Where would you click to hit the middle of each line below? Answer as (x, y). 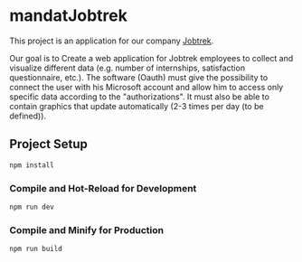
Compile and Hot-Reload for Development (103, 188)
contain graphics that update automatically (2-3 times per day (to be (137, 106)
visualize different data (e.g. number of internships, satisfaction (127, 68)
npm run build (36, 249)
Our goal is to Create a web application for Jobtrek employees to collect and (151, 58)
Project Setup (49, 144)
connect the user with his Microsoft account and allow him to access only (146, 87)
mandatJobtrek (69, 16)
